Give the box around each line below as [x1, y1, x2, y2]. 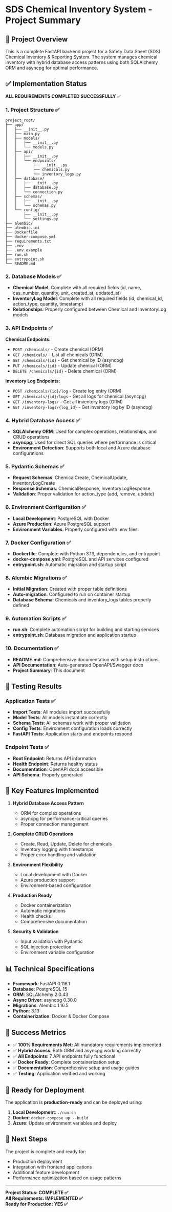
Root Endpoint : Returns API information [12, 755, 96, 761]
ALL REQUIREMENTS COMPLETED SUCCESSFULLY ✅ [5, 93, 121, 99]
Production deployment [12, 1158, 62, 1164]
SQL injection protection [20, 943, 72, 950]
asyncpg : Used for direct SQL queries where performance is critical [12, 439, 157, 445]
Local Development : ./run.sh [12, 1109, 76, 1115]
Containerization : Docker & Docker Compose [12, 1013, 110, 1020]
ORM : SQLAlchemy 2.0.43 [12, 991, 69, 998]
